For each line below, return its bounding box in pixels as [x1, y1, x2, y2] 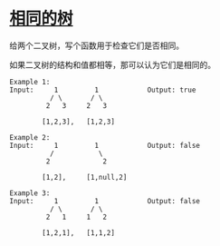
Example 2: [9, 133, 51, 142]
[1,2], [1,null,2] [42, 172, 128, 182]
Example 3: [9, 188, 51, 198]
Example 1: [9, 77, 51, 86]
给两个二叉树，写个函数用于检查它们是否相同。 [9, 40, 184, 51]
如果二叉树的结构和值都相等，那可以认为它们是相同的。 [9, 59, 215, 70]
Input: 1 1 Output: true [9, 85, 196, 94]
